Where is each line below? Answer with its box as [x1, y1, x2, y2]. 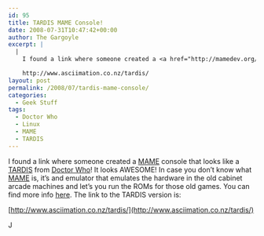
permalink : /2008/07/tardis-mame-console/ [8, 84, 149, 92]
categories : [8, 91, 47, 99]
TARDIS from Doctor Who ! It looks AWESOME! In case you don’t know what [8, 165, 252, 174]
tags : [8, 106, 26, 114]
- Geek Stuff [15, 99, 58, 107]
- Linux [15, 121, 41, 129]
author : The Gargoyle [8, 33, 79, 42]
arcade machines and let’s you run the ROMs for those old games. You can [8, 181, 250, 191]
